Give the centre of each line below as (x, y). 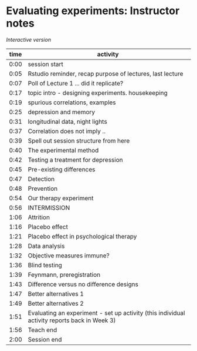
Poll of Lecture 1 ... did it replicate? (76, 83)
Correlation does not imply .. (67, 131)
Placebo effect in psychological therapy (82, 236)
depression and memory (62, 112)
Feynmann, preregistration (64, 274)
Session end (45, 339)
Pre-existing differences (62, 169)
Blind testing (45, 265)
